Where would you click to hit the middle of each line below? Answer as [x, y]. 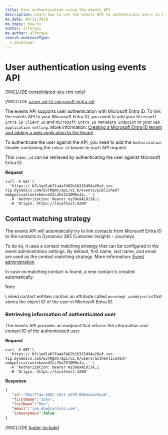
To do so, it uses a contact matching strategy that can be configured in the [82, 246]
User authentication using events [76, 67]
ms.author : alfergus [27, 33]
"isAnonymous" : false [33, 413]
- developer [22, 43]
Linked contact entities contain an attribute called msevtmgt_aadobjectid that [84, 296]
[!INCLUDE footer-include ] [32, 427]
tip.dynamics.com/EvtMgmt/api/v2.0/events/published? [62, 190]
